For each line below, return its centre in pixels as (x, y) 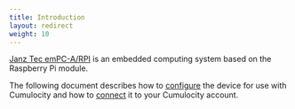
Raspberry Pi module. (49, 68)
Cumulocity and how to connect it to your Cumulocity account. (124, 95)
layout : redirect (41, 26)
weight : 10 (29, 34)
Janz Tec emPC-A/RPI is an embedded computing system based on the (140, 59)
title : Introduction (48, 17)
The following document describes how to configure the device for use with (148, 86)
